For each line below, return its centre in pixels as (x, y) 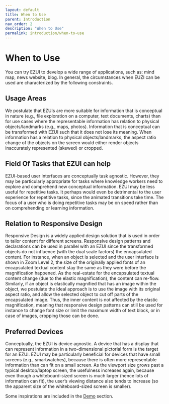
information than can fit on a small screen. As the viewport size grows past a (84, 365)
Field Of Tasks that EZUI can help (58, 164)
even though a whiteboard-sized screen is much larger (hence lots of (77, 376)
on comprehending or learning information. (50, 208)
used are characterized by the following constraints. (59, 82)
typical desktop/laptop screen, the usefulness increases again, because (80, 370)
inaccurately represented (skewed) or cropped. (54, 148)
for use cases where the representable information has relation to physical (82, 121)
